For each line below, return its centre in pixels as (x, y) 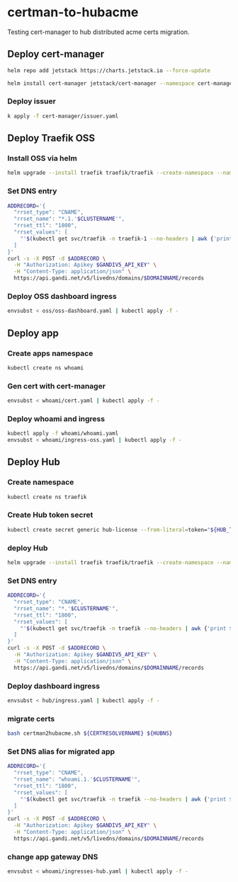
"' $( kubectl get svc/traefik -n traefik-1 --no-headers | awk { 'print (126, 239)
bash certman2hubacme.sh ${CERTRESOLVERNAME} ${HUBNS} (90, 733)
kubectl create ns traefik (47, 497)
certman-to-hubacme (73, 12)
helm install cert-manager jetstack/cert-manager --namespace (101, 83)
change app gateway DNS (53, 857)
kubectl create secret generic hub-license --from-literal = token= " (109, 529)
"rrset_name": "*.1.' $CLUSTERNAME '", (69, 219)
